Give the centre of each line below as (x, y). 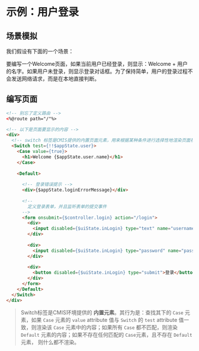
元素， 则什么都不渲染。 (50, 342)
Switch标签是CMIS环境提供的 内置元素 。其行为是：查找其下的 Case (102, 312)
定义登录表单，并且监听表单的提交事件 (67, 206)
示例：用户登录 (43, 12)
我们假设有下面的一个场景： (40, 51)
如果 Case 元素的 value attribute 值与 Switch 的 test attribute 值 (107, 320)
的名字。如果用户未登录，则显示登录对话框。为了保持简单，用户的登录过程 (97, 71)
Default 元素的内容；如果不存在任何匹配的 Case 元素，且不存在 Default (106, 334)
